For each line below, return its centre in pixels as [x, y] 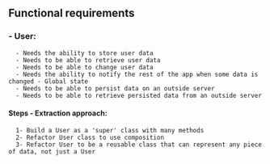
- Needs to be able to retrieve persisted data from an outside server [139, 95]
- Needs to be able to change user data [84, 67]
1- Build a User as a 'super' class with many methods [110, 130]
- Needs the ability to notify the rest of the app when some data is [137, 74]
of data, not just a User [52, 151]
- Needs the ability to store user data [84, 53]
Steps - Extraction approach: [58, 113]
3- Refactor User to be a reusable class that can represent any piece [139, 145]
